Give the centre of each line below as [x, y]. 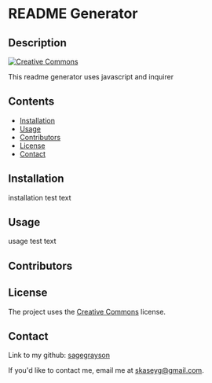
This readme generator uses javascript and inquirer [91, 77]
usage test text [32, 241]
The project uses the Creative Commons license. [87, 311]
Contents [31, 102]
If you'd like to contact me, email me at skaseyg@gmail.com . [106, 370]
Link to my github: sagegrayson [59, 355]
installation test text [40, 197]
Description [37, 43]
